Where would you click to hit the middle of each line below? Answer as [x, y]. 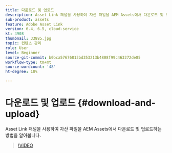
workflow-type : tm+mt [28, 62]
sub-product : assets [27, 19]
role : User [17, 48]
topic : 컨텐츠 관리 [23, 43]
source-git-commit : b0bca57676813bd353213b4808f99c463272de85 [73, 57]
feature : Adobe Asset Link [34, 24]
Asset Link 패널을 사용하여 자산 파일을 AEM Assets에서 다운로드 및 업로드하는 [84, 129]
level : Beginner [23, 53]
